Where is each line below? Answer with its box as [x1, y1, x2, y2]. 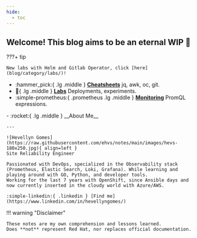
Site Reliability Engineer [6, 150, 75, 157]
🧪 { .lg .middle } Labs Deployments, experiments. [15, 88, 137, 95]
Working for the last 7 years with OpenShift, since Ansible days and [6, 177, 189, 183]
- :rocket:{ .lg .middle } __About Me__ [6, 112, 98, 119]
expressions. [15, 100, 47, 108]
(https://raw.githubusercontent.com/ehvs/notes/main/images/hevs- [6, 140, 178, 146]
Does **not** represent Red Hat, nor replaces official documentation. [6, 226, 192, 233]
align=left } [44, 145, 78, 152]
